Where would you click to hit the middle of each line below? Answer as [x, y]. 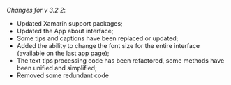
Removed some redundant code [63, 75]
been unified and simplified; [57, 68]
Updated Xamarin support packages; [69, 23]
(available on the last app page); [63, 53]
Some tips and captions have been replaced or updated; [97, 38]
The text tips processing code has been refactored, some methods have [120, 61]
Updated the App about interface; [65, 31]
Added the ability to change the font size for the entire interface [108, 46]
